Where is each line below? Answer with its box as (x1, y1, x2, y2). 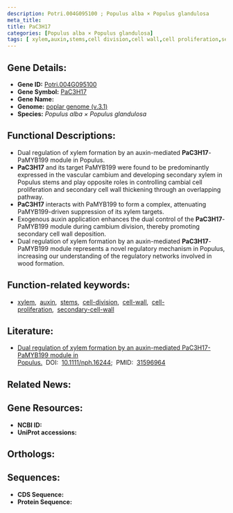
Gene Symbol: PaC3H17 (17, 88, 87, 96)
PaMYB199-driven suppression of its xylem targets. (17, 207, 164, 215)
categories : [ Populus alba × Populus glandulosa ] (7, 29, 154, 37)
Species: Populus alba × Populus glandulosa (17, 109, 147, 118)
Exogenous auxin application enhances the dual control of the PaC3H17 (17, 215, 223, 223)
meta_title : (7, 17, 42, 24)
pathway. (17, 193, 44, 201)
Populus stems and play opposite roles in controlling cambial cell (17, 178, 202, 186)
